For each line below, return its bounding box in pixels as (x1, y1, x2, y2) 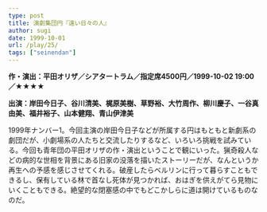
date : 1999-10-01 (8, 33, 66, 42)
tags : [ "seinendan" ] (8, 49, 77, 57)
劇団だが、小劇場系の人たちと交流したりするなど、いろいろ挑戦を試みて (8, 135, 245, 144)
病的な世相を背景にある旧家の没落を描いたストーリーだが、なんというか (21, 155, 259, 164)
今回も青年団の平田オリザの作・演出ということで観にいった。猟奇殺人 (21, 145, 252, 155)
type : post (8, 11, 44, 20)
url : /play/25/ (8, 41, 59, 49)
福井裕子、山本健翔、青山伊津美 (29, 108, 133, 118)
